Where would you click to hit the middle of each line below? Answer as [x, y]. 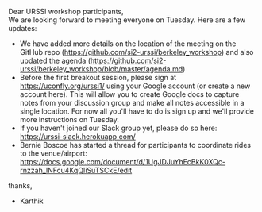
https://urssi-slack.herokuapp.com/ [78, 137]
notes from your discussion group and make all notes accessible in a [132, 103]
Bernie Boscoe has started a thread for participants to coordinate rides [135, 145]
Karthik [31, 201]
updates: [23, 28]
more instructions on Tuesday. [69, 119]
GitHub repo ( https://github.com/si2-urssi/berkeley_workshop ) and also [137, 52]
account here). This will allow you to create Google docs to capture [129, 94]
